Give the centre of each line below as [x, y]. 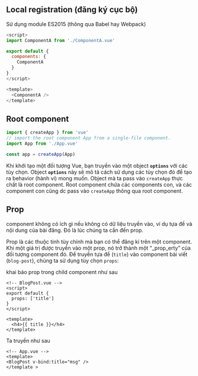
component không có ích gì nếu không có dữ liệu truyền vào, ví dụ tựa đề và [99, 224]
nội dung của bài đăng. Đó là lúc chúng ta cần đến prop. [75, 230]
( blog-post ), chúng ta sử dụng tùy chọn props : [63, 260]
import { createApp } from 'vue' [47, 133]
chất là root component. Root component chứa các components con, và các [99, 184]
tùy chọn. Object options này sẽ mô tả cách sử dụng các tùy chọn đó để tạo [99, 172]
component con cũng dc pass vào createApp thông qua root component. [95, 191]
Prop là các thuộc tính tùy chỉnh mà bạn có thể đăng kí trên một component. [99, 241]
